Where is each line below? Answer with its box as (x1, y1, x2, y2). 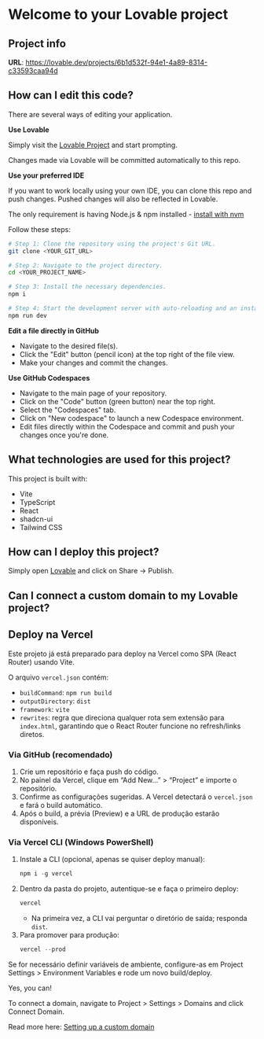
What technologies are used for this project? (8, 453, 231, 466)
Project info (8, 37, 67, 50)
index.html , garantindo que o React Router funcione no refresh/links (19, 721, 241, 731)
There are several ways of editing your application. (8, 109, 173, 119)
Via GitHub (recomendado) (8, 749, 113, 760)
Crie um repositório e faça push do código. (19, 767, 159, 776)
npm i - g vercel (19, 870, 73, 878)
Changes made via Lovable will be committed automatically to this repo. (8, 155, 241, 164)
